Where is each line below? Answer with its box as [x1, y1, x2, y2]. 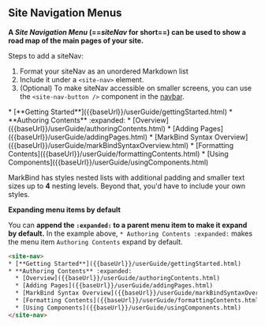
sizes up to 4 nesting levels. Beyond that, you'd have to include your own [8, 181, 246, 191]
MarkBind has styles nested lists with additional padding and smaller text [8, 172, 245, 182]
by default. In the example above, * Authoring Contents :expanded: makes [8, 229, 253, 238]
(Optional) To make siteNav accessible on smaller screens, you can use [19, 83, 252, 93]
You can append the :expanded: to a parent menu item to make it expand [8, 220, 248, 229]
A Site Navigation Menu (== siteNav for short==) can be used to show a [8, 27, 247, 36]
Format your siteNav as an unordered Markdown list [19, 66, 189, 76]
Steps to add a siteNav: [8, 51, 84, 60]
